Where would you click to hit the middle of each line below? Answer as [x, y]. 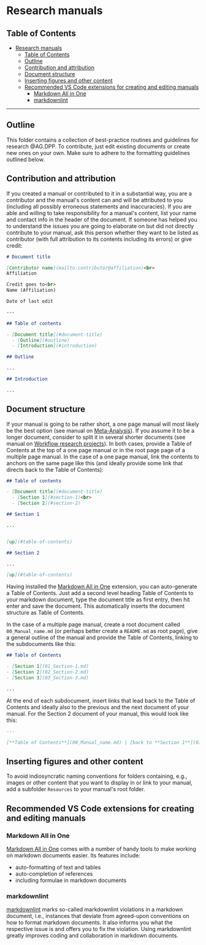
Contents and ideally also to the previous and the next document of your [98, 707]
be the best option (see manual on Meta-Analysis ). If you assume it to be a [101, 430]
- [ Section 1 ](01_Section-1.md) [48, 666]
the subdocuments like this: [41, 644]
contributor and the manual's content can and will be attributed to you [94, 200]
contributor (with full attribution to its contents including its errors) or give [99, 239]
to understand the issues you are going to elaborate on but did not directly [100, 226]
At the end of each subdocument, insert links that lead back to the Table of [101, 700]
